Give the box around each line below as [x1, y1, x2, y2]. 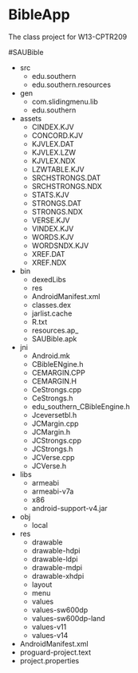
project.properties [19, 655, 80, 665]
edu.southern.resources [31, 80, 112, 89]
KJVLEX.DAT [31, 139, 74, 148]
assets [19, 113, 42, 123]
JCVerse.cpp [31, 452, 75, 462]
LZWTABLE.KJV [31, 164, 85, 174]
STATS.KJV [31, 190, 69, 199]
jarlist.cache [31, 309, 73, 318]
